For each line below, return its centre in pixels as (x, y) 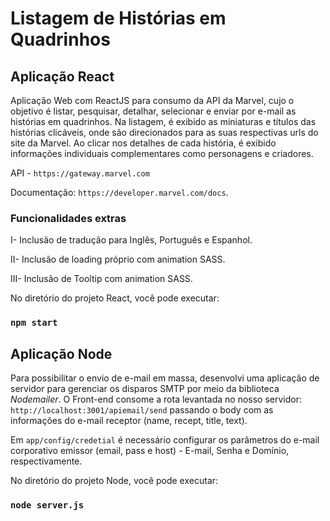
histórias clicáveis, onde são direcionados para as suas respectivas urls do (164, 132)
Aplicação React (62, 76)
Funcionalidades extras (68, 218)
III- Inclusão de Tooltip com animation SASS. (101, 279)
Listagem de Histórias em (118, 18)
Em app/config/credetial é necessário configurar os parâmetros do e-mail (165, 440)
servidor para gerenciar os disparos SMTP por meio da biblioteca (145, 389)
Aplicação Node (61, 353)
